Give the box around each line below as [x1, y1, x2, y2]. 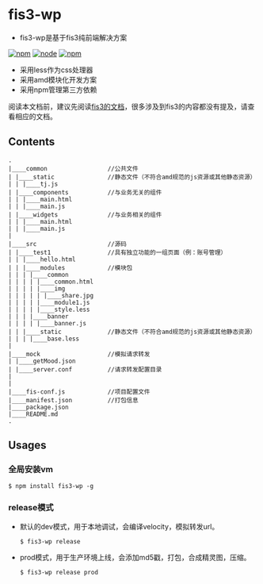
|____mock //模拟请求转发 [8, 350, 151, 358]
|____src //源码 [8, 240, 127, 248]
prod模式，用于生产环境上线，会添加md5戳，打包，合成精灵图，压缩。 [19, 552, 251, 562]
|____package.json [8, 403, 69, 411]
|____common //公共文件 [8, 164, 139, 172]
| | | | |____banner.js [8, 319, 87, 327]
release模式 [8, 502, 54, 513]
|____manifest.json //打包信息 [8, 396, 139, 404]
